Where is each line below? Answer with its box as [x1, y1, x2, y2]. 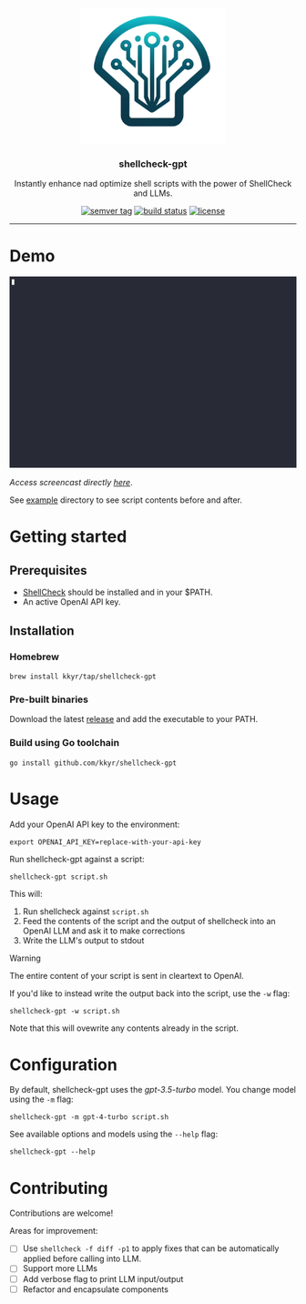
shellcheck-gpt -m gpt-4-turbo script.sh [9, 1113, 169, 1122]
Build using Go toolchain [9, 737, 120, 749]
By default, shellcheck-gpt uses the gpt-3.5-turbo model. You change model [9, 1085, 296, 1095]
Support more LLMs [22, 1263, 98, 1274]
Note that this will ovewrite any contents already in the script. [9, 1023, 240, 1034]
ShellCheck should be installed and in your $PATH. [22, 586, 213, 598]
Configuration [9, 1054, 118, 1075]
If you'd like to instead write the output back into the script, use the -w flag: [9, 987, 291, 999]
